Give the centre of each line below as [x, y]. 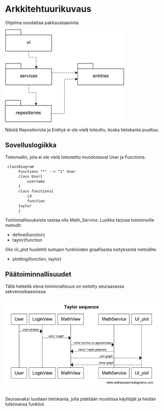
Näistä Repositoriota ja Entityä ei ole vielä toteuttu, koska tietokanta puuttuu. [82, 130]
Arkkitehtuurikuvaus [48, 9]
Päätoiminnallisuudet [38, 274]
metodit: [14, 225]
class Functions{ [36, 191]
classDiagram [21, 166]
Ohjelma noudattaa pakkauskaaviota [42, 23]
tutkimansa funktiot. [25, 404]
